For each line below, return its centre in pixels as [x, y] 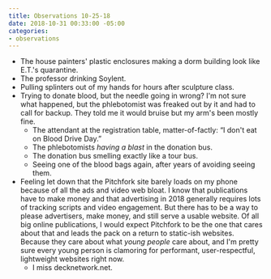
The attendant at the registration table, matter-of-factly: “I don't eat [144, 130]
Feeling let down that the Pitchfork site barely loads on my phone [129, 182]
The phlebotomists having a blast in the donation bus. [123, 147]
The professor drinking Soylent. [73, 78]
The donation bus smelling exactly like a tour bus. [115, 156]
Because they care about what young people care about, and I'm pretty [140, 242]
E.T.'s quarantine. [49, 70]
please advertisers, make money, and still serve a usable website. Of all [140, 216]
